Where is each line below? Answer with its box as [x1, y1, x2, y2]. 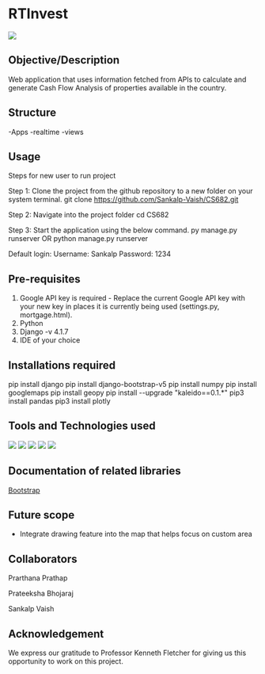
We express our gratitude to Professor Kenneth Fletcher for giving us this [8, 648, 247, 658]
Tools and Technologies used [8, 419, 156, 433]
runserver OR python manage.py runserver [8, 234, 149, 243]
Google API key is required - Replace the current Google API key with [19, 293, 245, 303]
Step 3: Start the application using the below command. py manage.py [8, 225, 237, 235]
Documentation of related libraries [8, 465, 182, 478]
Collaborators [8, 552, 78, 565]
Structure [8, 106, 57, 120]
